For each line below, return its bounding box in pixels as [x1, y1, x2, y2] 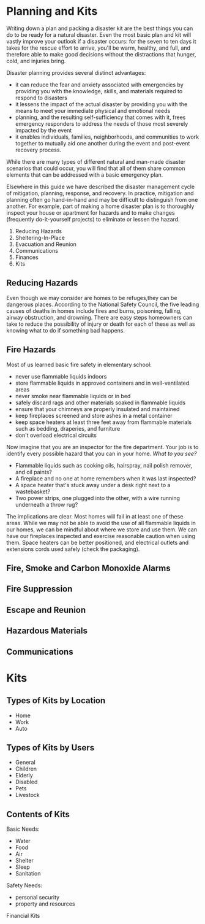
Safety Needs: [6, 882, 43, 889]
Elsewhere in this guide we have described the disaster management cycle [6, 183, 195, 190]
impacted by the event [15, 126, 72, 134]
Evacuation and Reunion [15, 241, 76, 248]
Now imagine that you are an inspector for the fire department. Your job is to [6, 443, 199, 450]
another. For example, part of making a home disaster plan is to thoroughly [6, 202, 195, 210]
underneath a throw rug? [15, 501, 78, 508]
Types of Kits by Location [6, 695, 106, 706]
